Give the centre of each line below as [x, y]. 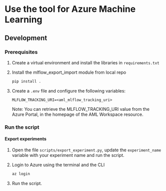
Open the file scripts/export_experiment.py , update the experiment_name [86, 150]
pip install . [26, 81]
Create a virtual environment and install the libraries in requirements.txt [85, 62]
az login [21, 174]
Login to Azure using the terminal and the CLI [58, 165]
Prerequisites [21, 52]
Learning [24, 20]
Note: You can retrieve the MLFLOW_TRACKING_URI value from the [81, 109]
